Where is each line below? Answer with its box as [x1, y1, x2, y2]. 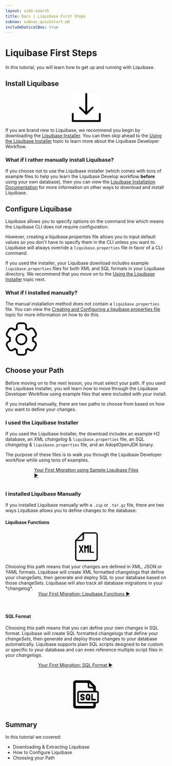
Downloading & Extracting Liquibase [12, 744, 90, 750]
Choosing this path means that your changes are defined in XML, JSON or [5, 564, 162, 570]
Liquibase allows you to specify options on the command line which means [5, 218, 164, 224]
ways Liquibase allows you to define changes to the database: [5, 507, 137, 513]
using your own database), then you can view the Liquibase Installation [5, 179, 156, 185]
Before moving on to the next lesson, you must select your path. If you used [5, 380, 166, 386]
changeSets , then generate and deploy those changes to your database [5, 636, 158, 642]
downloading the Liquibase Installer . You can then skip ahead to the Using [5, 132, 162, 139]
